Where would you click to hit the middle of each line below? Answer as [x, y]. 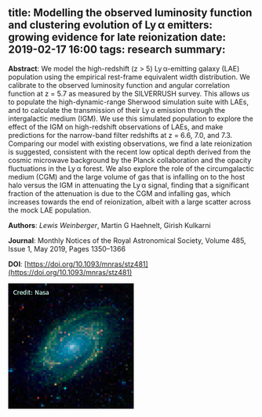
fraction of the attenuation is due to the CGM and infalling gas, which [120, 193]
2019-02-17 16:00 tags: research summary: [117, 50]
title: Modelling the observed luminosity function [130, 13]
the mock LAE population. [50, 210]
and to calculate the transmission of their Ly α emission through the [117, 110]
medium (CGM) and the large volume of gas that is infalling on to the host [127, 176]
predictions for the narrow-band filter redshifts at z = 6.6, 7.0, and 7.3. [120, 135]
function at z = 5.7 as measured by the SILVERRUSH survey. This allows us [129, 93]
